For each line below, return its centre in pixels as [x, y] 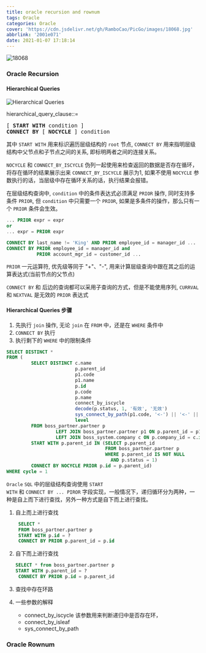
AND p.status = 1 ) [134, 460]
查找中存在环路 [34, 589]
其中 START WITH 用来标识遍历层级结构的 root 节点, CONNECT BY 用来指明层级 [101, 144]
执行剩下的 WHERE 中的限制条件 [53, 340]
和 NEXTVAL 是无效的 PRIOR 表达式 [48, 295]
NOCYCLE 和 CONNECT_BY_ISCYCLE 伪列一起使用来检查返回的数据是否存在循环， [102, 165]
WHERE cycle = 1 [27, 472]
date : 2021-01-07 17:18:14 [41, 40]
